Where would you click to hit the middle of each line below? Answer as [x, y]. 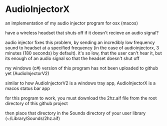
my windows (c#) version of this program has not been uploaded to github [82, 68]
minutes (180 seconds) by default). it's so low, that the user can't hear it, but [84, 53]
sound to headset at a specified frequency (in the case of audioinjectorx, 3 [82, 47]
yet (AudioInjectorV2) [27, 73]
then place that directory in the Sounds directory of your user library [75, 113]
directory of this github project [37, 103]
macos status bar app [27, 88]
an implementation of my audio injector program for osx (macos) [72, 23]
